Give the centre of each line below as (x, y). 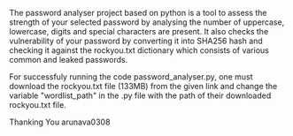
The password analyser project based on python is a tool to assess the (138, 13)
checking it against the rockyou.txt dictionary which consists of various (139, 50)
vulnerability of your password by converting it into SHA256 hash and (136, 41)
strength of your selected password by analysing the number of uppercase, (147, 22)
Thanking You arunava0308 (60, 122)
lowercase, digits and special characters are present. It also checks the (139, 31)
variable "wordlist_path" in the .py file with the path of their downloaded (140, 95)
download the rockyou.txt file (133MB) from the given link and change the (143, 86)
